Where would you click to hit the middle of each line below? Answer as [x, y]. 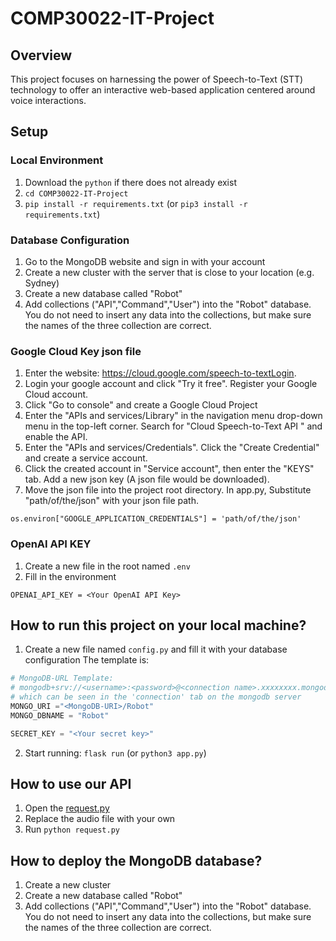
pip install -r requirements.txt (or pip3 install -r [136, 203]
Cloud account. [56, 394]
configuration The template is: [87, 660]
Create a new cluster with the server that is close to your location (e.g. [169, 272]
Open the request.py [67, 808]
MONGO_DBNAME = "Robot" [60, 715]
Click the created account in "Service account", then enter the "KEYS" [169, 469]
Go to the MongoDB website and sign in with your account [145, 261]
